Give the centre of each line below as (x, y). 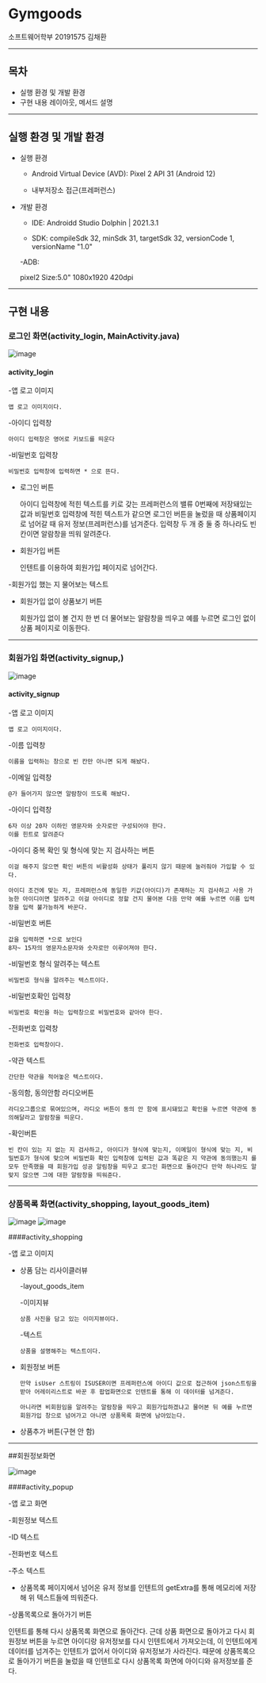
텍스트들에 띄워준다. (68, 1598)
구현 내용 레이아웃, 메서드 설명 (66, 102)
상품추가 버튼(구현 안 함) (57, 1431)
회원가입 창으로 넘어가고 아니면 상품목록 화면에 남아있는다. (103, 1416)
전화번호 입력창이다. (36, 1044)
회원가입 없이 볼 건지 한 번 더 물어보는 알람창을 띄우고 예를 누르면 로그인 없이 (138, 618)
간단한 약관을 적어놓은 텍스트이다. (56, 1077)
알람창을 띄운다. (61, 1117)
